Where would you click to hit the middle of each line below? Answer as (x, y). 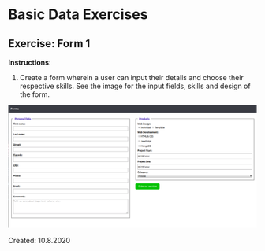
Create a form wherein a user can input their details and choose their (132, 78)
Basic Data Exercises (78, 15)
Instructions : (30, 62)
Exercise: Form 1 (49, 44)
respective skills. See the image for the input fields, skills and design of (135, 86)
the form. (34, 94)
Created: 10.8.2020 (39, 240)
